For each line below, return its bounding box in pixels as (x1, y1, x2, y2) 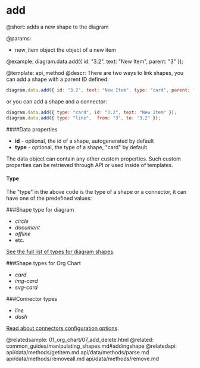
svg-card (14, 284, 38, 291)
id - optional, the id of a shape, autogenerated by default (14, 137, 154, 144)
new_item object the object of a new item (14, 46, 116, 54)
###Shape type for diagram (6, 206, 74, 213)
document (14, 224, 40, 231)
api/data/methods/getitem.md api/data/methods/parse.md (6, 348, 149, 356)
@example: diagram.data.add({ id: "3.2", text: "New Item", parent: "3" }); (6, 58, 183, 65)
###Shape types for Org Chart (6, 259, 82, 266)
